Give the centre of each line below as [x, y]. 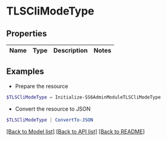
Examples [25, 72]
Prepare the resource [41, 86]
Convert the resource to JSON [53, 109]
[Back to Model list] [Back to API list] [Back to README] [76, 131]
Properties [27, 34]
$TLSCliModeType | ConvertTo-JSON [50, 120]
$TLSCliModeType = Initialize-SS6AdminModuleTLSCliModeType [84, 97]
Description [70, 51]
